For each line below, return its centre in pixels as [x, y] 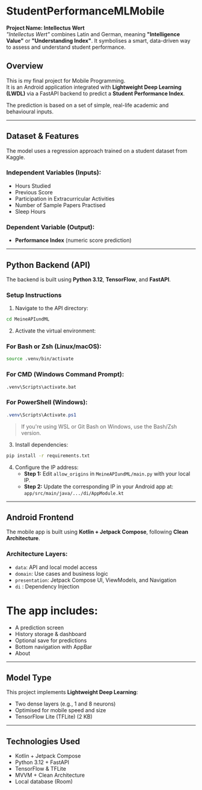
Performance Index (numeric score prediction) [73, 240]
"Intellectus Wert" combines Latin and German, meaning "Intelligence [93, 34]
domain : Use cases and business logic [61, 573]
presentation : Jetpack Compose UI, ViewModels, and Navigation [96, 580]
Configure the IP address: [47, 467]
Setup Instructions [34, 295]
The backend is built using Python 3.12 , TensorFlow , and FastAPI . [89, 279]
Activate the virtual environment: [55, 331]
